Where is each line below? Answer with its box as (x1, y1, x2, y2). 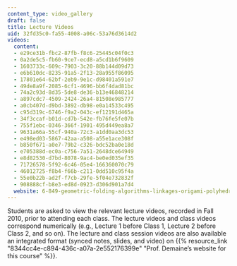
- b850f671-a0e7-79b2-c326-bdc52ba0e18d (13, 142, 134, 149)
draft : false (7, 17, 46, 24)
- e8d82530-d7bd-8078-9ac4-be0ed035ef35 (13, 155, 134, 162)
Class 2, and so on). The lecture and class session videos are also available (7, 229, 227, 238)
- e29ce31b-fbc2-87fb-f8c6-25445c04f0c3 (13, 50, 134, 57)
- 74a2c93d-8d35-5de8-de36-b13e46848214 (13, 89, 134, 96)
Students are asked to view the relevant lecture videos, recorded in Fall (7, 207, 214, 215)
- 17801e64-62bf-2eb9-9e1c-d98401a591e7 (13, 75, 134, 83)
